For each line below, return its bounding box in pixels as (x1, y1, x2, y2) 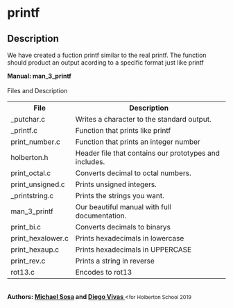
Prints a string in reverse (75, 256, 155, 266)
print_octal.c (10, 168, 51, 178)
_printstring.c (10, 191, 54, 200)
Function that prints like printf (75, 126, 171, 135)
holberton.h (10, 153, 49, 162)
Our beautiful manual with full (75, 202, 171, 211)
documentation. (75, 211, 127, 220)
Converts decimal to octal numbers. (75, 168, 192, 178)
